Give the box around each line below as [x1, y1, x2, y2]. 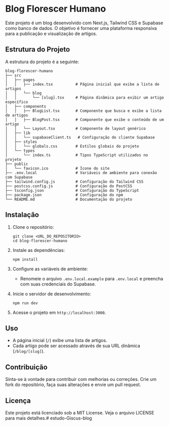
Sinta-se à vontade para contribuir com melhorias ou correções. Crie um [5, 376, 157, 382]
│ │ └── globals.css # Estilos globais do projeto [5, 144, 139, 149]
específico [5, 99, 28, 104]
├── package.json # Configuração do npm [5, 192, 123, 197]
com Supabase [5, 175, 33, 180]
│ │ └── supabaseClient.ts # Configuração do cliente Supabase [5, 135, 155, 140]
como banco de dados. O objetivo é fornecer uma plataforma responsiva [5, 25, 157, 31]
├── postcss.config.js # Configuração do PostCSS [5, 183, 133, 189]
